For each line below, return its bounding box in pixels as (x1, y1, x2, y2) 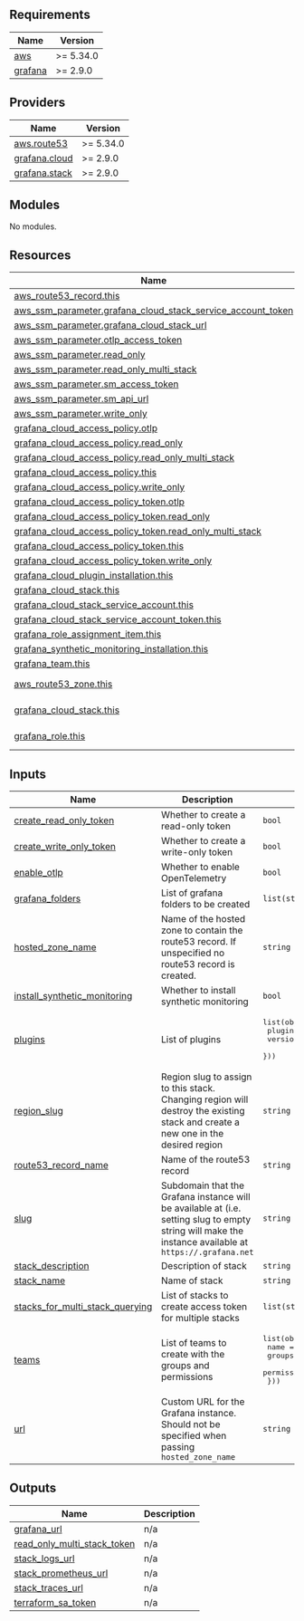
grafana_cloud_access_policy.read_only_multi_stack (14, 452, 235, 465)
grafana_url (14, 1522, 62, 1535)
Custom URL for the (161, 1396, 245, 1408)
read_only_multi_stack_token (14, 1537, 136, 1549)
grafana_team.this (14, 657, 90, 670)
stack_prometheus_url (14, 1567, 109, 1579)
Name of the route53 (161, 1154, 251, 1166)
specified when (161, 1430, 227, 1443)
